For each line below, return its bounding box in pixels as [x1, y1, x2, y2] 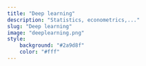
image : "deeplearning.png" [7, 29, 85, 36]
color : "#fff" [19, 49, 60, 56]
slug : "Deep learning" [7, 23, 72, 30]
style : [7, 36, 26, 43]
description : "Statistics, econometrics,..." [7, 16, 140, 23]
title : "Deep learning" [7, 10, 76, 17]
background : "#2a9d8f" [19, 42, 85, 49]
